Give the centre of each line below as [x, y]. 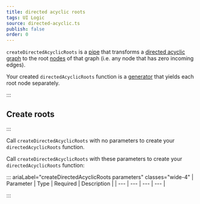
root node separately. [33, 83]
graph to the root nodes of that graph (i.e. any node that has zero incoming [100, 58]
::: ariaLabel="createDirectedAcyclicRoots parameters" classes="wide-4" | [100, 177]
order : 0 [17, 35]
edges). [16, 65]
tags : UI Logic [26, 18]
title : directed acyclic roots [46, 12]
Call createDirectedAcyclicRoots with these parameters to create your [94, 158]
